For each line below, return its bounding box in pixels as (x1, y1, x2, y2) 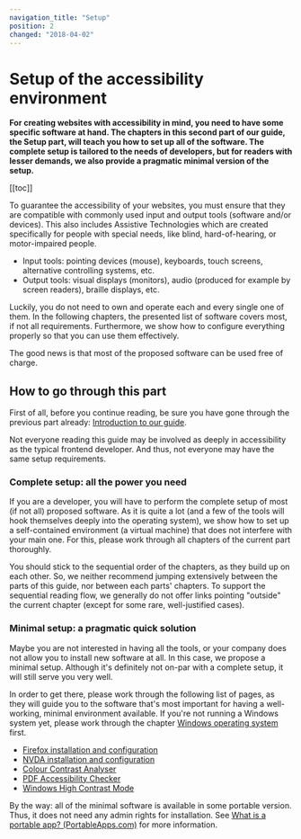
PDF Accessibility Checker (22, 772, 121, 783)
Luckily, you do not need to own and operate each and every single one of (9, 302, 285, 313)
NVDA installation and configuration (22, 754, 155, 764)
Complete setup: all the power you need (9, 476, 187, 488)
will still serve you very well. (9, 671, 113, 682)
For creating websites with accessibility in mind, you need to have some (9, 118, 284, 129)
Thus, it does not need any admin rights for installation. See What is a (9, 809, 267, 820)
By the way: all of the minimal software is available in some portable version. (9, 799, 292, 810)
